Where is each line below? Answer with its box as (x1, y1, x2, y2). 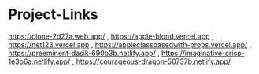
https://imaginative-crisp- (161, 48, 246, 57)
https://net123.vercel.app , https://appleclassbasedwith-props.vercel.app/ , (8, 39, 252, 49)
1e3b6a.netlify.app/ (8, 57, 71, 66)
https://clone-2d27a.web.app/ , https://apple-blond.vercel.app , (8, 31, 214, 41)
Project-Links (8, 6, 98, 24)
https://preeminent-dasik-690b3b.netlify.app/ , (8, 48, 160, 57)
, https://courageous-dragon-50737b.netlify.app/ (72, 57, 231, 66)
